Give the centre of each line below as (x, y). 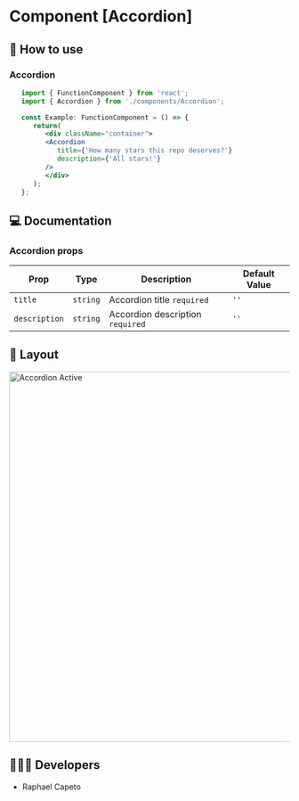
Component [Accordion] (101, 16)
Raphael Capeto (52, 787)
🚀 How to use (46, 49)
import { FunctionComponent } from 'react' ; (105, 93)
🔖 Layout (34, 355)
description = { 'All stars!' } (109, 159)
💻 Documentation (61, 221)
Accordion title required (159, 300)
